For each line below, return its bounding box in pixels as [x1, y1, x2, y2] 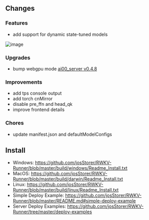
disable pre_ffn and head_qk [12, 101, 73, 107]
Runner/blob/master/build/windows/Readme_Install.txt [12, 165, 128, 171]
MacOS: [12, 171, 30, 177]
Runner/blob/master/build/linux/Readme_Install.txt [12, 187, 119, 193]
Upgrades [5, 54, 31, 61]
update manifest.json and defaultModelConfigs [12, 131, 112, 137]
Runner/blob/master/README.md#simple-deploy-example [12, 198, 136, 204]
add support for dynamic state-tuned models [12, 31, 108, 38]
